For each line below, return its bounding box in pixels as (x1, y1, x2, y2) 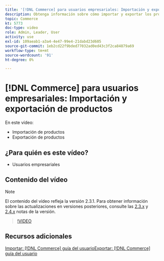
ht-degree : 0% (5, 57, 34, 62)
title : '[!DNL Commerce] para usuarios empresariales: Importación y (5, 7, 150, 12)
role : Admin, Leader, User (5, 30, 60, 35)
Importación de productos (12, 129, 65, 135)
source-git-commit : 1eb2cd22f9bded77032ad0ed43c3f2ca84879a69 (5, 44, 134, 48)
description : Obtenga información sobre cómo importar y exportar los (5, 12, 152, 17)
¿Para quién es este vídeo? (5, 148, 89, 157)
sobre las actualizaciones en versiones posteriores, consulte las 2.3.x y (5, 203, 148, 209)
